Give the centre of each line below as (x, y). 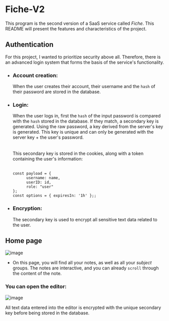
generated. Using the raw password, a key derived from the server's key (88, 127)
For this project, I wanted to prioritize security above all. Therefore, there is (83, 57)
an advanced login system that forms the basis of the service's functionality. (85, 62)
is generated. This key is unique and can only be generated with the (83, 132)
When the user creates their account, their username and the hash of (84, 87)
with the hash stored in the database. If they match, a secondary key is (86, 121)
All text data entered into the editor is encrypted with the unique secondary (83, 307)
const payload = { (32, 174)
